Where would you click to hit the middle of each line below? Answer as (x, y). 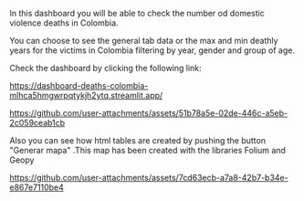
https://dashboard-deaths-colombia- (79, 85)
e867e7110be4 (37, 187)
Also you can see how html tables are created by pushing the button (138, 140)
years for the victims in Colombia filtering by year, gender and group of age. (152, 50)
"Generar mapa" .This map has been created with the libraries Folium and (147, 150)
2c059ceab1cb (37, 123)
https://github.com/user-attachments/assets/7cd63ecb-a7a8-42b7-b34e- (149, 178)
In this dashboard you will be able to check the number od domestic (137, 13)
